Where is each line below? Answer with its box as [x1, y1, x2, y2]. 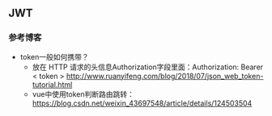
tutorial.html [32, 80, 73, 89]
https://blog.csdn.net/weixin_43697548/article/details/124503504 [32, 98, 253, 108]
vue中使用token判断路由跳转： [32, 89, 135, 99]
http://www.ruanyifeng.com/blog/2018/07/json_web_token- [66, 71, 264, 81]
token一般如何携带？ [19, 52, 89, 61]
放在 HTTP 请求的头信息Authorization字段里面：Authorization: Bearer [32, 62, 264, 72]
